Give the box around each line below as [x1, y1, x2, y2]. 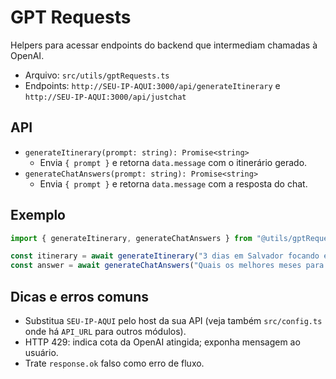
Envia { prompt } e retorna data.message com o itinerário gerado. [39, 156, 308, 168]
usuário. [24, 347, 59, 358]
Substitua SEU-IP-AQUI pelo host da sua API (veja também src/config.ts [24, 315, 323, 326]
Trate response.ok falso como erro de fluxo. [24, 357, 205, 369]
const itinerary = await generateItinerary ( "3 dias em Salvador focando [10, 251, 320, 261]
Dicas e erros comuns [10, 288, 150, 305]
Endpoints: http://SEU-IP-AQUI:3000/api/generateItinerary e [24, 79, 281, 91]
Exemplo [10, 207, 66, 224]
